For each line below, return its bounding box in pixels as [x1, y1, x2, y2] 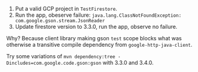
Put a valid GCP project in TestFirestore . [15, 5, 117, 12]
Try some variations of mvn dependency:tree [6, 53, 116, 59]
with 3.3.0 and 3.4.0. [102, 59, 154, 66]
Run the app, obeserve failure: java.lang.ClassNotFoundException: [15, 11, 182, 19]
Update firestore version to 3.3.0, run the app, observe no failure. [15, 23, 177, 30]
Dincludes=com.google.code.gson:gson [6, 60, 102, 66]
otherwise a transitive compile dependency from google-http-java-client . [6, 41, 193, 48]
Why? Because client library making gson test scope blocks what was [6, 35, 182, 41]
